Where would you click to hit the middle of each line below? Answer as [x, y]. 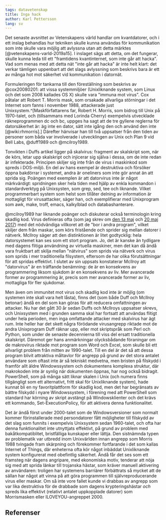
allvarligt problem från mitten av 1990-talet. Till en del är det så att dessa [79, 350]
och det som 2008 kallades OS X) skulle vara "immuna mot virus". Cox [77, 95]
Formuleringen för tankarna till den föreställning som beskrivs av [71, 84]
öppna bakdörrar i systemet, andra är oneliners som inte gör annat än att [79, 173]
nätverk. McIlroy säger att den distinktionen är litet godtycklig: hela [73, 235]
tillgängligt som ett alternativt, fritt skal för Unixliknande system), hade [77, 382]
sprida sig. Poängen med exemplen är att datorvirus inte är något [71, 178]
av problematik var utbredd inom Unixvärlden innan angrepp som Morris [79, 439]
